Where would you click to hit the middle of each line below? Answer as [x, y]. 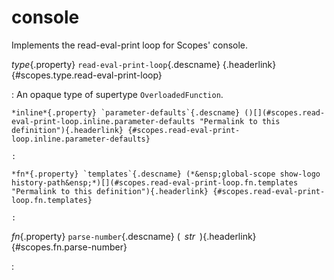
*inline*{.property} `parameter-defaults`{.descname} [126, 112]
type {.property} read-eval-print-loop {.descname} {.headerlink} [144, 64]
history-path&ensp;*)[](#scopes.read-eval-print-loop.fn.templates [155, 182]
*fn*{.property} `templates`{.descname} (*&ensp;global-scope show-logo [166, 174]
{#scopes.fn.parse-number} [69, 247]
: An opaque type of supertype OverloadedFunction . [117, 94]
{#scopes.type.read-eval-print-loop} [87, 75]
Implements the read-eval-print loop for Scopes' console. [130, 45]
